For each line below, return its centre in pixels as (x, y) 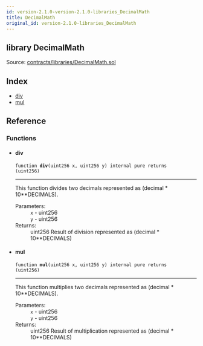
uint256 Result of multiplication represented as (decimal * (102, 331)
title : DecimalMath (31, 18)
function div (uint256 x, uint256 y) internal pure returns (91, 166)
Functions (21, 139)
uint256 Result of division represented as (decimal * (95, 232)
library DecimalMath (45, 47)
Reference (26, 121)
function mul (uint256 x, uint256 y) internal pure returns (91, 265)
